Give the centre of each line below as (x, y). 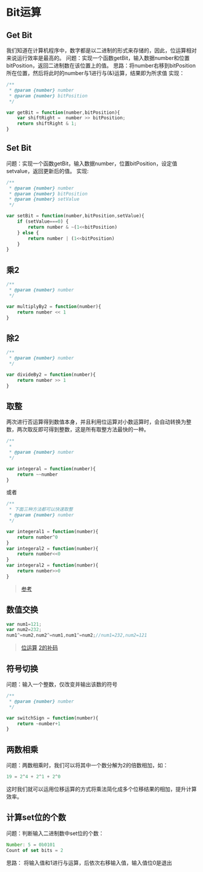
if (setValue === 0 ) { (43, 221)
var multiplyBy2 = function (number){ (54, 306)
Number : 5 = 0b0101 (31, 845)
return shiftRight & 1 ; (47, 124)
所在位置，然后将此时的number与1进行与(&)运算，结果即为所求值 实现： (95, 73)
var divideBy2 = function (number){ (51, 375)
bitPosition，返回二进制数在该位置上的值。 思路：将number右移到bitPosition (101, 65)
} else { (28, 233)
